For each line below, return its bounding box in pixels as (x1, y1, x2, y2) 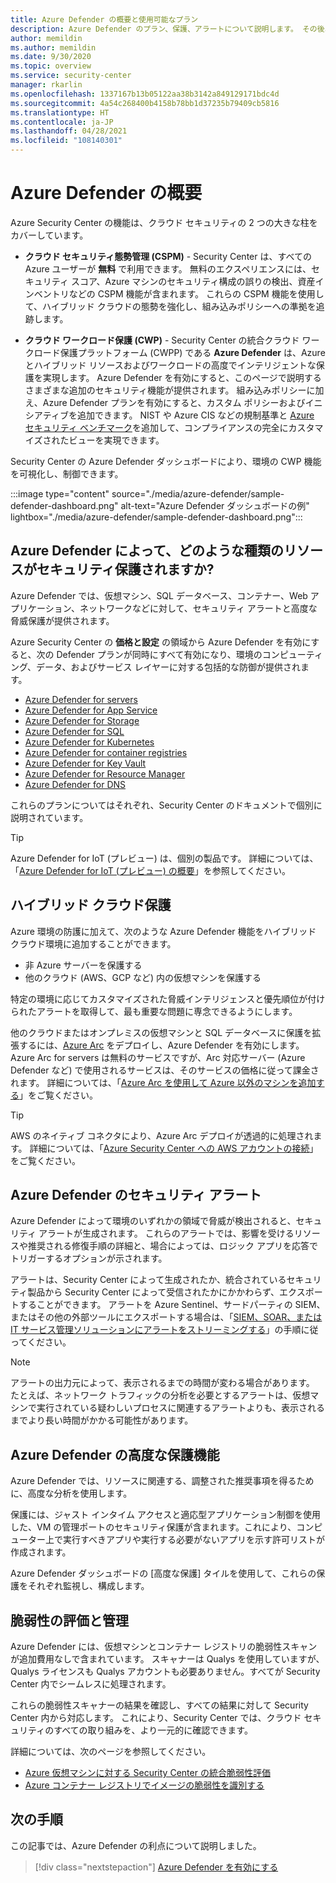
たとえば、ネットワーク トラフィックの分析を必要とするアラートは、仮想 (10, 1389, 311, 1401)
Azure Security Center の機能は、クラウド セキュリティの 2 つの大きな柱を (10, 216, 318, 228)
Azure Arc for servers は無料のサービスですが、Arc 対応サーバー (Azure (10, 1051, 306, 1063)
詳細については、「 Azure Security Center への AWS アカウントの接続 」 (29, 1142, 319, 1154)
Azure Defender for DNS (24, 778, 127, 790)
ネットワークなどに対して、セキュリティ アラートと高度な (79, 602, 318, 614)
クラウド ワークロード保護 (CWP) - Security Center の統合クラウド (24, 334, 300, 346)
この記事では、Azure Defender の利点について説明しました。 (10, 1839, 262, 1851)
